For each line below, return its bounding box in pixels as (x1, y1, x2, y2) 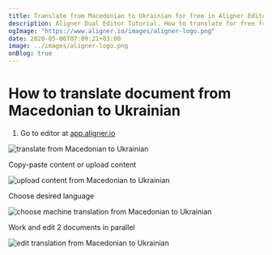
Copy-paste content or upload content (8, 159, 137, 169)
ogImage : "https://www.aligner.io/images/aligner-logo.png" (8, 27, 216, 35)
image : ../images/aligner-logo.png (8, 42, 129, 50)
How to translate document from (8, 84, 232, 103)
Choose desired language (8, 191, 95, 201)
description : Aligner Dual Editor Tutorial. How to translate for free (8, 19, 255, 28)
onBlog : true (8, 49, 53, 57)
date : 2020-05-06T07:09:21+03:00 (8, 34, 121, 43)
